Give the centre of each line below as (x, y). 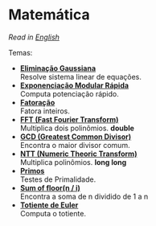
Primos (32, 171)
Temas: (21, 52)
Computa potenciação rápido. (69, 93)
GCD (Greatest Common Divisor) (76, 136)
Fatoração (37, 102)
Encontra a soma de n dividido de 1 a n (84, 196)
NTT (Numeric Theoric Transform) (78, 154)
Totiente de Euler (49, 205)
